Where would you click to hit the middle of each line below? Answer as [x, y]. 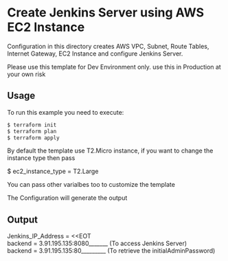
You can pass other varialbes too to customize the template [91, 185]
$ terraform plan [32, 131]
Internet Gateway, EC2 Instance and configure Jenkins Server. [95, 54]
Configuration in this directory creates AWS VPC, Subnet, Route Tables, [108, 46]
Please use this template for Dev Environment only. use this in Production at [114, 67]
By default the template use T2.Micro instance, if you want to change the [110, 151]
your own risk [26, 74]
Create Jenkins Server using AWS [106, 13]
